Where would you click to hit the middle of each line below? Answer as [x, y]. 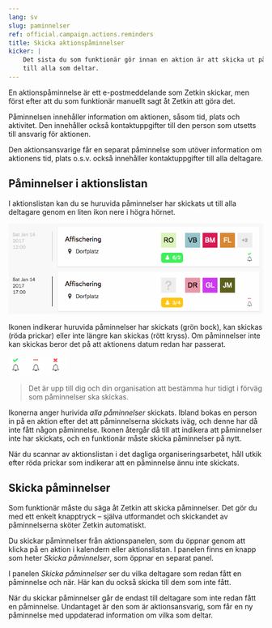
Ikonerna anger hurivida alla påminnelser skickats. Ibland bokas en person [133, 412]
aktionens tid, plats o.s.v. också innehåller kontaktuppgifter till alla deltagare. [136, 158]
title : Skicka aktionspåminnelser [67, 43]
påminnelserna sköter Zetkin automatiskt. [77, 525]
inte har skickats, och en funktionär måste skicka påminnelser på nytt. [125, 438]
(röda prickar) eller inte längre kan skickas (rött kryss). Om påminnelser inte [134, 335]
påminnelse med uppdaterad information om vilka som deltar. [110, 615]
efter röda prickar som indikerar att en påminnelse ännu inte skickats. [124, 463]
